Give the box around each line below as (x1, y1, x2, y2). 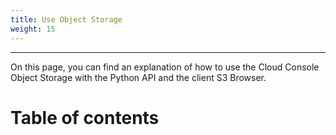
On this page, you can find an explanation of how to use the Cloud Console (10, 61, 320, 73)
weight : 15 (10, 24, 56, 34)
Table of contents (10, 106, 160, 129)
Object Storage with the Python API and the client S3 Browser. (10, 71, 267, 83)
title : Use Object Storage (10, 14, 123, 25)
